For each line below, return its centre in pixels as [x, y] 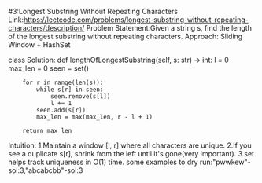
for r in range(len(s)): [63, 82]
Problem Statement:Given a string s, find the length [169, 28]
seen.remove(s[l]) [80, 97]
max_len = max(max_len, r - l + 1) [95, 117]
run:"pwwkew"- [225, 162]
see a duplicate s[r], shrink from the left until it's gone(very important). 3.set [131, 154]
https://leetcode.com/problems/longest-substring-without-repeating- [136, 20]
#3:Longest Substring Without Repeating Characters [93, 11]
